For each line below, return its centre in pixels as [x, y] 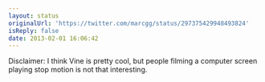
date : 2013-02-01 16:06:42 [53, 38]
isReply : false [34, 31]
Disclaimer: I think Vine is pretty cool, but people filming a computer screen [133, 61]
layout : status [34, 16]
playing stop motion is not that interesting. [78, 70]
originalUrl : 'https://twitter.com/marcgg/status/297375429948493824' [129, 23]
